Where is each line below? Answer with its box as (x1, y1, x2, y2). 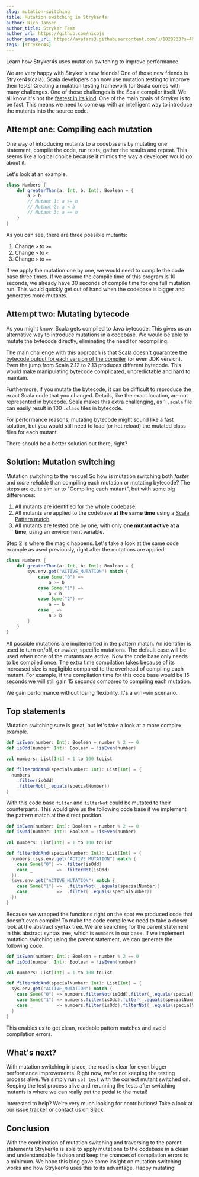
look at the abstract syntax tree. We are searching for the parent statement (6, 923, 188, 930)
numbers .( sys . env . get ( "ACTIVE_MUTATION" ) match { (11, 855, 136, 862)
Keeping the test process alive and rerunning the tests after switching (6, 1082, 176, 1089)
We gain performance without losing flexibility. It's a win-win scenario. (6, 689, 178, 696)
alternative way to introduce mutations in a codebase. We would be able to (6, 331, 188, 338)
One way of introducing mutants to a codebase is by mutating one (6, 140, 168, 147)
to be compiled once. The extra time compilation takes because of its (6, 659, 175, 666)
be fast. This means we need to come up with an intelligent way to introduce (6, 101, 192, 108)
